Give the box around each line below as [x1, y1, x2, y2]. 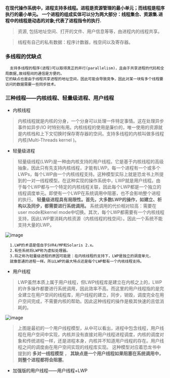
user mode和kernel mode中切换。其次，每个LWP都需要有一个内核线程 [17, 209, 165, 215]
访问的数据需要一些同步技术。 [5, 82, 58, 87]
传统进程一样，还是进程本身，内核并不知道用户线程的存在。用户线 [26, 337, 164, 344]
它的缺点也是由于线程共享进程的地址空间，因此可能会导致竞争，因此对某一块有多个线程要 [5, 77, 163, 82]
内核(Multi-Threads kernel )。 [17, 137, 79, 143]
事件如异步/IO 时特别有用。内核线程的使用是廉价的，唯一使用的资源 [17, 124, 158, 130]
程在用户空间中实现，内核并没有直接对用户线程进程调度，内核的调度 [17, 331, 160, 337]
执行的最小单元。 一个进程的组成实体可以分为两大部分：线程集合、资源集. [5, 11, 158, 17]
